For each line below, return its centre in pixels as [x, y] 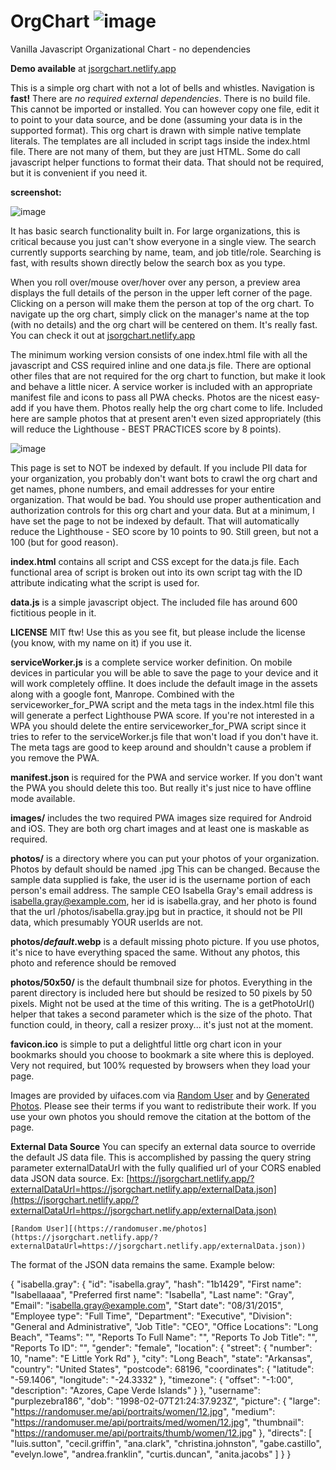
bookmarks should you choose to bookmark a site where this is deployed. [162, 1054]
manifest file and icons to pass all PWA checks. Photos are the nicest [152, 397]
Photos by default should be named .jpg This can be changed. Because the [165, 869]
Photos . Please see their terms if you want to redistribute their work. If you [163, 1106]
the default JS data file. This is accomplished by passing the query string [161, 1157]
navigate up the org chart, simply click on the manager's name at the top [160, 314]
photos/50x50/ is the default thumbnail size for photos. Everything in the [161, 982]
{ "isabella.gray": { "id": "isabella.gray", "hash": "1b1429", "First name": [156, 1284]
